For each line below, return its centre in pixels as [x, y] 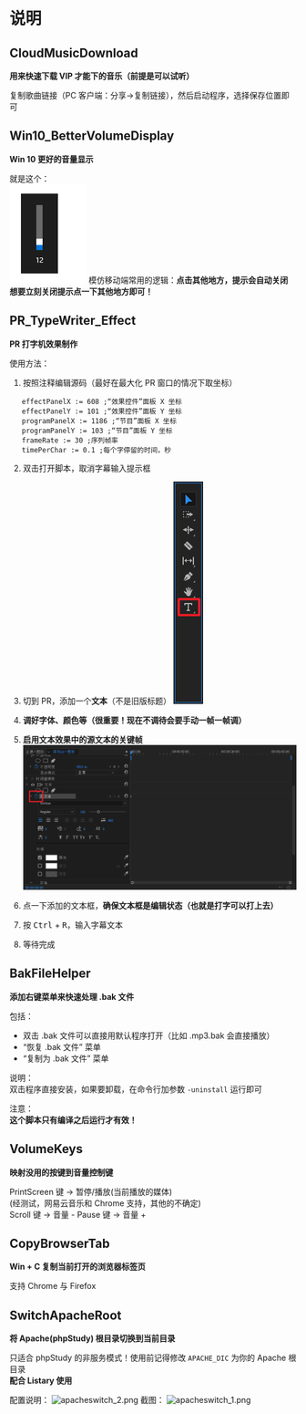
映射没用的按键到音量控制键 [61, 1172]
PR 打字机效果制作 [44, 344]
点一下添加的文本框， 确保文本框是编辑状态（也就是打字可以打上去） [150, 905]
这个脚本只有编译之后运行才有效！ [73, 1119]
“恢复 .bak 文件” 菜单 [62, 1046]
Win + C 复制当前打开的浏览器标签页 [77, 1267]
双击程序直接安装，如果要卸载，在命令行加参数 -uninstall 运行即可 [136, 1089]
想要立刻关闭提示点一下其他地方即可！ [81, 291]
